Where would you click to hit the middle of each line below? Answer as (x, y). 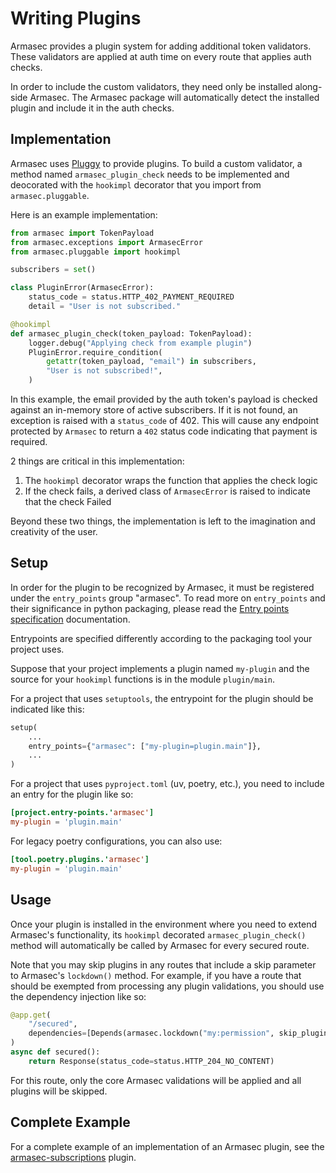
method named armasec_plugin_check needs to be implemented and (150, 174)
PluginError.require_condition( (95, 352)
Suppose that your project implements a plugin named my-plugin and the (160, 668)
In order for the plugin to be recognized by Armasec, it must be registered (162, 587)
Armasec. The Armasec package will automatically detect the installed (174, 97)
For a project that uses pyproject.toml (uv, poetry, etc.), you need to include (167, 784)
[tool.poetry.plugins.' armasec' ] (80, 859)
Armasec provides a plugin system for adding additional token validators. (161, 46)
